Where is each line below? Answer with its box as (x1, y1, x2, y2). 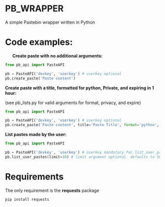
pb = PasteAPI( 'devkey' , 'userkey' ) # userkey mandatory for (5, 150, 133, 155)
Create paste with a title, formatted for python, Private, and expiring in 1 (5, 85, 154, 91)
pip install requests (5, 197, 50, 202)
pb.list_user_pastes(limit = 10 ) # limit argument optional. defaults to (5, 154, 155, 159)
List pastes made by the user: (5, 132, 67, 138)
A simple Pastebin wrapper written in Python (5, 19, 95, 25)
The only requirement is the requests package (5, 187, 99, 193)
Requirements (5, 171, 64, 182)
